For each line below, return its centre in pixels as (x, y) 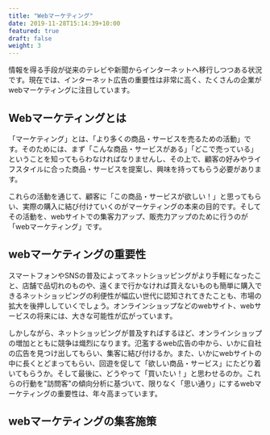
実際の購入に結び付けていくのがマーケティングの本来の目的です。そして (142, 206)
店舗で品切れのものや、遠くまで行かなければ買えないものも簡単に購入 (139, 285)
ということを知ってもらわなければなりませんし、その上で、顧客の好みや (128, 159)
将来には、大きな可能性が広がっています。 (106, 316)
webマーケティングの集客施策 (83, 422)
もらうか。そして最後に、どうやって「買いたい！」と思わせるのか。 (134, 373)
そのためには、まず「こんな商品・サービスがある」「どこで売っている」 (139, 148)
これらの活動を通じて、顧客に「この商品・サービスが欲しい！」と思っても (131, 196)
